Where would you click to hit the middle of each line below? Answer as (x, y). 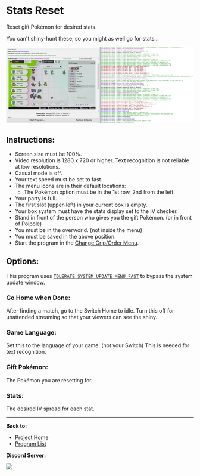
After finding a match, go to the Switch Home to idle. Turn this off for (90, 311)
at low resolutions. (37, 167)
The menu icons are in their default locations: (70, 186)
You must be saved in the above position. (65, 237)
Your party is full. (36, 198)
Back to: (17, 426)
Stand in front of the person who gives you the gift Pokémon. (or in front (103, 217)
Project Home (32, 437)
